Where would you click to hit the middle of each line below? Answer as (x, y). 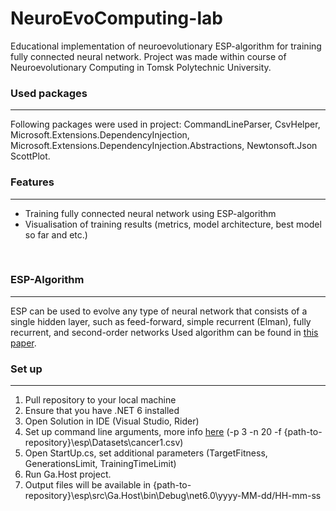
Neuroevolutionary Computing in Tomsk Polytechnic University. (141, 67)
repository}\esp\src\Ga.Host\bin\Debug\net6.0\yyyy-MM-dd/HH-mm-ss (173, 496)
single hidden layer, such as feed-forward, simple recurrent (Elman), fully (161, 321)
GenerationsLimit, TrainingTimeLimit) (100, 464)
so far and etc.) (56, 234)
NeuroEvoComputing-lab (116, 18)
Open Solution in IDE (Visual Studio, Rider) (112, 421)
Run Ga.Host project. (68, 474)
